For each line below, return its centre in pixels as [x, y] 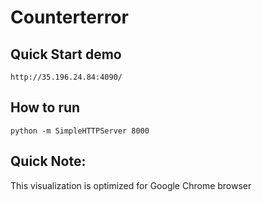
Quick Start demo [66, 54]
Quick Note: [48, 161]
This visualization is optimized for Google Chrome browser [131, 185]
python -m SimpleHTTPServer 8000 [80, 131]
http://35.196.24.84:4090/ [66, 77]
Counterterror [69, 17]
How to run [45, 107]
